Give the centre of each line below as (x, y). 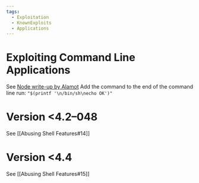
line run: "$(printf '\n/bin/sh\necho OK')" (59, 93)
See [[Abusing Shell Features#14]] (48, 134)
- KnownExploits (31, 23)
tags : (13, 12)
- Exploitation (30, 17)
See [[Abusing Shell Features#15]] (48, 174)
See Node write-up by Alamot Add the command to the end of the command (100, 87)
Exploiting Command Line (71, 58)
